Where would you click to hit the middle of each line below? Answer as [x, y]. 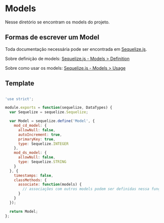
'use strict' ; [20, 99]
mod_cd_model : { [31, 126]
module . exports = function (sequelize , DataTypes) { [59, 108]
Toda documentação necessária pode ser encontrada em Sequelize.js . [76, 49]
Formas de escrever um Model [52, 37]
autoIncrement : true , [40, 135]
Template [20, 83]
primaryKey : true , [37, 139]
